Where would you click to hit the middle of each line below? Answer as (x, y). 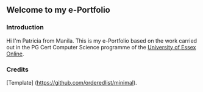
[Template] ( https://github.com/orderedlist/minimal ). (72, 82)
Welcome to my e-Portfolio (59, 10)
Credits (17, 69)
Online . (15, 54)
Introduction (25, 27)
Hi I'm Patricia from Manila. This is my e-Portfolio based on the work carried (101, 41)
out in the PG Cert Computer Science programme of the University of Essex (101, 47)
